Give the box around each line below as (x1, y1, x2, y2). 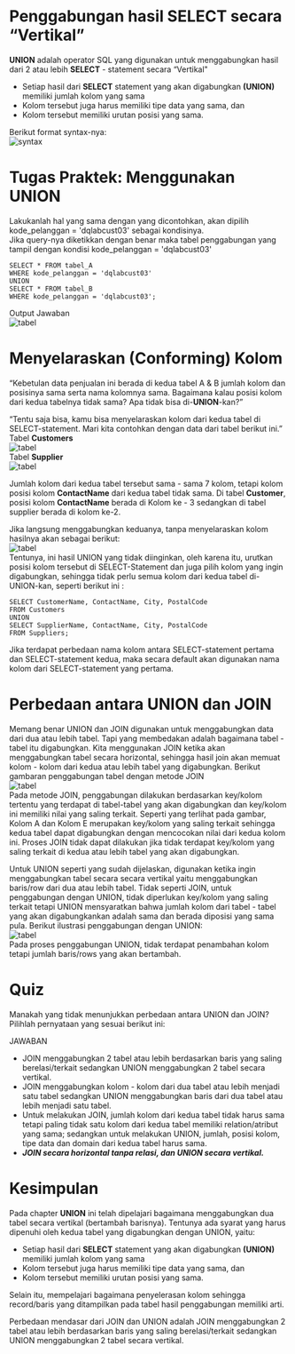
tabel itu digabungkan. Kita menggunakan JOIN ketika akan (9, 742, 226, 753)
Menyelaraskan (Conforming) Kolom (9, 348, 283, 369)
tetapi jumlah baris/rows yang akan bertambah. (9, 948, 182, 959)
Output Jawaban (9, 307, 70, 318)
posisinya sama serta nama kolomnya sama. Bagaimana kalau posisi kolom (9, 386, 283, 397)
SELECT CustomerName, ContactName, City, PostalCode (9, 597, 208, 606)
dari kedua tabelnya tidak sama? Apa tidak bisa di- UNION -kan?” (9, 396, 244, 407)
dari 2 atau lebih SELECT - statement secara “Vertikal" (9, 64, 208, 75)
